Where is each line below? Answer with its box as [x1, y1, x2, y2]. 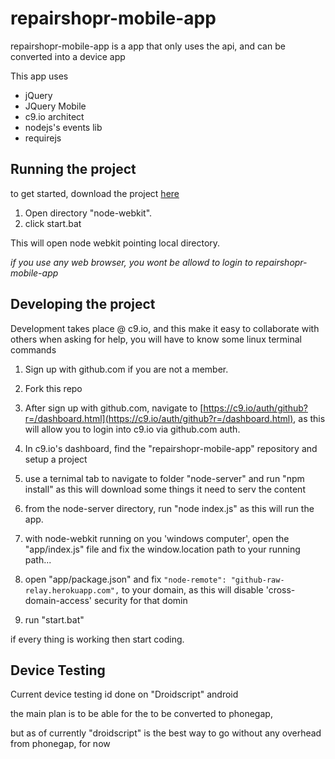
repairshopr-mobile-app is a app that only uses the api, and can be [10, 40, 286, 52]
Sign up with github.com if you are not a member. [24, 363, 229, 375]
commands [10, 343, 57, 356]
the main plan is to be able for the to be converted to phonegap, [10, 708, 273, 720]
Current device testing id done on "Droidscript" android [10, 688, 239, 701]
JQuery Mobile [24, 100, 87, 112]
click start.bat [24, 217, 82, 229]
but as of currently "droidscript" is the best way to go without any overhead [10, 727, 322, 739]
